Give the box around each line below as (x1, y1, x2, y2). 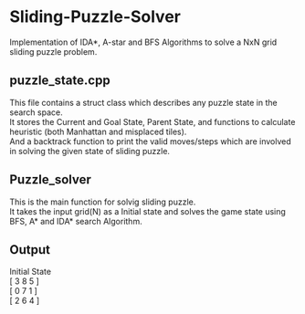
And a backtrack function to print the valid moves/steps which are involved (9, 135, 292, 147)
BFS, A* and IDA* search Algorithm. (9, 215, 143, 226)
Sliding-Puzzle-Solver (9, 6, 181, 27)
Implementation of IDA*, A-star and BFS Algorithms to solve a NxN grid (9, 37, 278, 47)
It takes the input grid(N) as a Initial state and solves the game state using (9, 205, 286, 216)
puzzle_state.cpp (9, 73, 111, 89)
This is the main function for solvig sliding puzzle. (9, 196, 196, 207)
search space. (9, 107, 63, 118)
